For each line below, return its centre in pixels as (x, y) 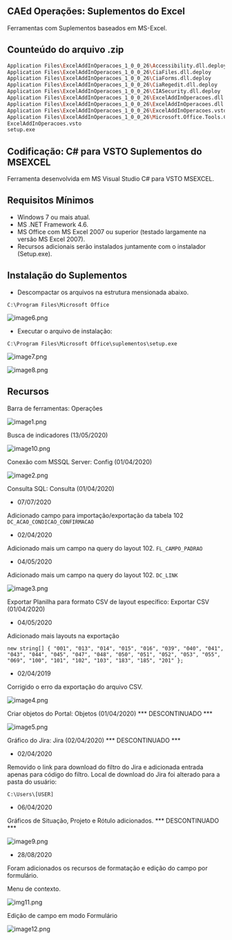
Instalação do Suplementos (67, 276)
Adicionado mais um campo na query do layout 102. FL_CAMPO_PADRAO (105, 548)
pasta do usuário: (32, 781)
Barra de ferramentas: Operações (55, 408)
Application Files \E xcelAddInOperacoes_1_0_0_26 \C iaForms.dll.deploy (109, 79)
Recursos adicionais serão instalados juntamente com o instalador (111, 246)
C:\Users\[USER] (30, 794)
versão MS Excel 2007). (51, 239)
